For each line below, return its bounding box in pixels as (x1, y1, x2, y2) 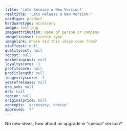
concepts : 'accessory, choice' (5, 103, 69, 108)
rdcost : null (5, 52, 32, 58)
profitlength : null (5, 71, 45, 76)
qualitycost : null (5, 48, 42, 53)
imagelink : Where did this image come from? (5, 39, 97, 44)
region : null (5, 93, 32, 98)
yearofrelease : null (5, 80, 47, 85)
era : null (5, 89, 25, 94)
